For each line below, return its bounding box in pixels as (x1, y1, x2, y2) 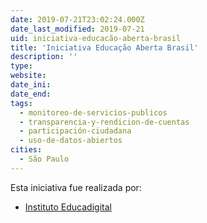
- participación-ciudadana (19, 126, 132, 136)
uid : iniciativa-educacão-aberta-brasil (10, 33, 182, 43)
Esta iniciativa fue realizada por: (10, 181, 142, 193)
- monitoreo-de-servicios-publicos (19, 107, 168, 118)
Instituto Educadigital (24, 201, 112, 213)
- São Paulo (19, 154, 70, 164)
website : (10, 71, 47, 81)
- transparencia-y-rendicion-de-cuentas (19, 117, 190, 127)
